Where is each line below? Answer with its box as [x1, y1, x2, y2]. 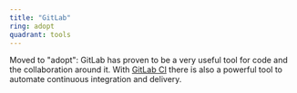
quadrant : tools [9, 30, 71, 39]
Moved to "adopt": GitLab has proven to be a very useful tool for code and [9, 55, 289, 66]
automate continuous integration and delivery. [9, 74, 182, 85]
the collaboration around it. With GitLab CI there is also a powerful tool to [9, 64, 282, 75]
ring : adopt [9, 22, 55, 31]
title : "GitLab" [9, 13, 71, 23]
